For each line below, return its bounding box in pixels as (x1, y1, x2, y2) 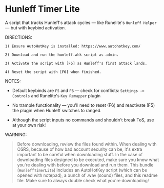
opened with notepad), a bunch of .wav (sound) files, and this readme (17, 172, 158, 178)
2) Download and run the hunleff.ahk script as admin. (5, 52, 119, 57)
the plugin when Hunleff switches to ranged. (12, 107, 102, 113)
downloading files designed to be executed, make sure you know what (17, 157, 159, 163)
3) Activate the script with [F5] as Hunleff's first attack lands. (5, 61, 147, 66)
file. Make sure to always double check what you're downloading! (17, 177, 149, 183)
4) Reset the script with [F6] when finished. (5, 70, 102, 74)
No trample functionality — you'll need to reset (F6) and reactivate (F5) (12, 102, 155, 108)
